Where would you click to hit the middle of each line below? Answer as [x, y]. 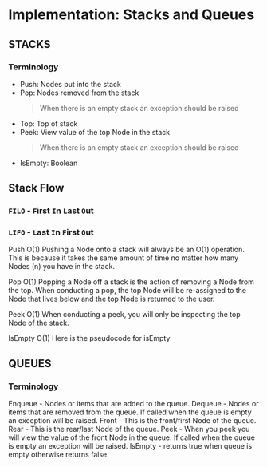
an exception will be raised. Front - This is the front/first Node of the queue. [132, 421]
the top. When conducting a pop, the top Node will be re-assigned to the [128, 291]
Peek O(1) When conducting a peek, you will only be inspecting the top [124, 315]
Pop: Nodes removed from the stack [79, 93]
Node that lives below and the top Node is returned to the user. [112, 299]
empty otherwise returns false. [59, 455]
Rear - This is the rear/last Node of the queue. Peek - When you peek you [129, 429]
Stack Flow [36, 188]
